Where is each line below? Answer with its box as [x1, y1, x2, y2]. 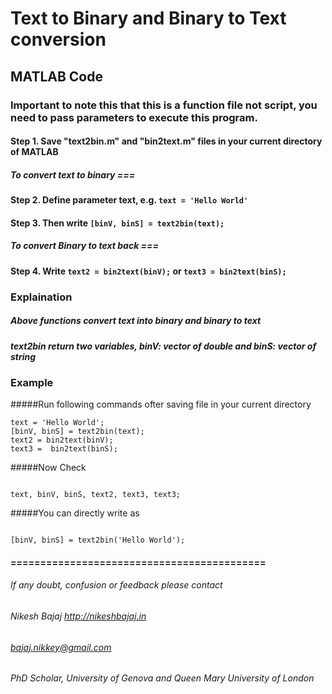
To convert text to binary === [10, 168, 136, 181]
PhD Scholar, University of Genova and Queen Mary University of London [10, 672, 315, 684]
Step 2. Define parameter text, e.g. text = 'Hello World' [10, 194, 249, 206]
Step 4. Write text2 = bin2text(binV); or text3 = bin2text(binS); [10, 265, 287, 277]
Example [10, 375, 54, 389]
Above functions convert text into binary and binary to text [10, 315, 262, 327]
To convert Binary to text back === [10, 240, 160, 252]
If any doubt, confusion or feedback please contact [10, 579, 223, 591]
